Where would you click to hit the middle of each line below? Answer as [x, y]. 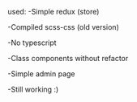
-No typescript [32, 43]
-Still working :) [33, 89]
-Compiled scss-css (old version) [63, 27]
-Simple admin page [41, 74]
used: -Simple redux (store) [54, 12]
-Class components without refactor [68, 58]
